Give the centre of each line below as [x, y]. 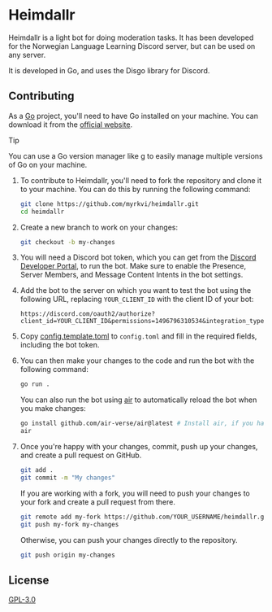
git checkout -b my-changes [67, 242]
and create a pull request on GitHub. [81, 455]
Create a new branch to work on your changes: [99, 227]
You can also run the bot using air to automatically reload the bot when [138, 400]
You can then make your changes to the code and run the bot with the [137, 361]
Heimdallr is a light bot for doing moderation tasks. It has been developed [131, 37]
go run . [35, 384]
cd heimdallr [42, 212]
